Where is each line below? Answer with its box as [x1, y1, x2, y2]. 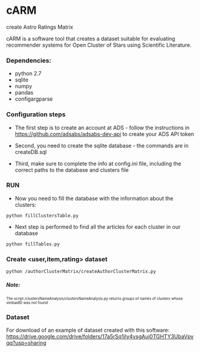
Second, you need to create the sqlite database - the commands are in [14, 142, 189, 149]
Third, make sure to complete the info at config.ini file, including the [14, 160, 181, 167]
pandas [14, 89, 34, 96]
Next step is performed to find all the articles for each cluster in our [14, 223, 181, 230]
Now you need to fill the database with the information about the [14, 195, 174, 202]
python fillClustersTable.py [6, 213, 79, 219]
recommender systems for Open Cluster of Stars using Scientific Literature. [6, 41, 192, 48]
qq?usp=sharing [6, 339, 47, 347]
